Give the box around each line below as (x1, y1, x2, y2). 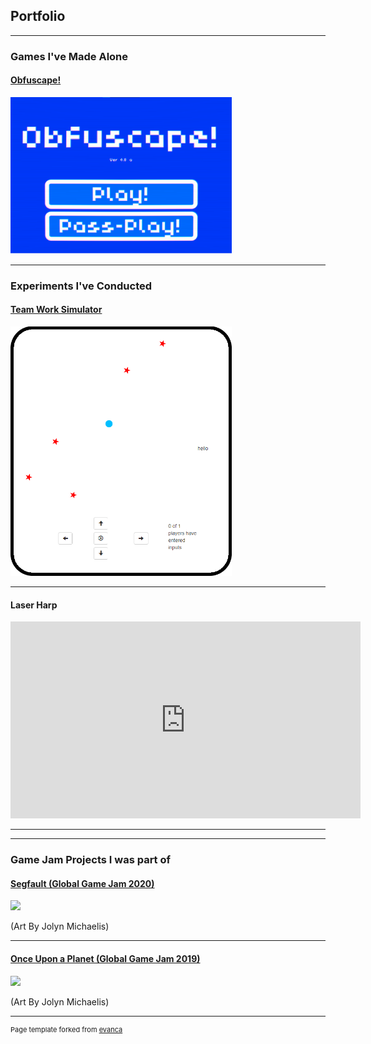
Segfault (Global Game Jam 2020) (10, 877, 155, 889)
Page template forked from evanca (10, 1024, 123, 1034)
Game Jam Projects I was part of (10, 853, 172, 867)
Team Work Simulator (10, 304, 103, 316)
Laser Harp (10, 599, 58, 611)
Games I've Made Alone (10, 49, 129, 63)
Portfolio (10, 8, 66, 25)
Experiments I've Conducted (10, 279, 153, 293)
